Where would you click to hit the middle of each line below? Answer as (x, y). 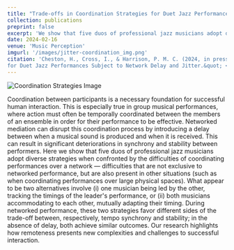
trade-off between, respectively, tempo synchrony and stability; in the (107, 218)
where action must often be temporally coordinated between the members (114, 114)
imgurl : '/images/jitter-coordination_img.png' (78, 53)
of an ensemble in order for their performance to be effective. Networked (112, 121)
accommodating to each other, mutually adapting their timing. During (106, 203)
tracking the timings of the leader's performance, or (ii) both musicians (109, 196)
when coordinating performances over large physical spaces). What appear (116, 181)
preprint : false (31, 27)
